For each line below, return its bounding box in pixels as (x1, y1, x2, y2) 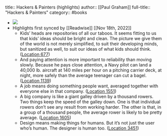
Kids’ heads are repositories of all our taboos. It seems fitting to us (19, 30, 157, 36)
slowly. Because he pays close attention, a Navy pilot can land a (19, 62, 152, 68)
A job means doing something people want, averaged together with (19, 83, 159, 89)
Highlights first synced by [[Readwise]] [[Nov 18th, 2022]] (12, 25, 132, 31)
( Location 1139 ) (19, 78, 51, 83)
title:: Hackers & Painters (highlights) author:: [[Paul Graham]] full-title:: (5, 4, 151, 10)
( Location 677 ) (19, 52, 50, 57)
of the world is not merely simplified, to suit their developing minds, (19, 41, 159, 47)
